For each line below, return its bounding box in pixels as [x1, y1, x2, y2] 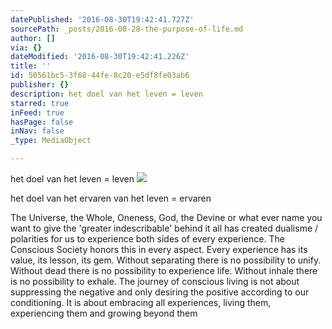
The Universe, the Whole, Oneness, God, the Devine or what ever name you [10, 212, 323, 223]
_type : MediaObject [10, 136, 92, 146]
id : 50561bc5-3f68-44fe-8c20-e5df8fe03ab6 [10, 71, 190, 81]
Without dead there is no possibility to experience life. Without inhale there [10, 265, 318, 276]
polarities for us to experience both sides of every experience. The [10, 233, 285, 245]
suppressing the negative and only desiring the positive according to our [10, 286, 310, 298]
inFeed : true [10, 107, 65, 118]
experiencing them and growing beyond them [10, 307, 198, 319]
